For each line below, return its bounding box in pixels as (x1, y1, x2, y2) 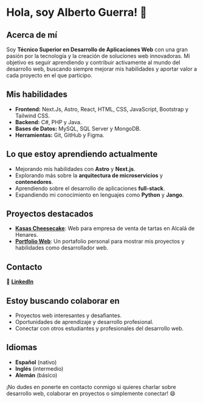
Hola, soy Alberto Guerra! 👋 (6, 5, 147, 19)
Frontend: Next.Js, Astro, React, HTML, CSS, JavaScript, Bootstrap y (15, 105, 188, 113)
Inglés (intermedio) (15, 365, 64, 372)
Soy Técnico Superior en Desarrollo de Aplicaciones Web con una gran (6, 46, 188, 53)
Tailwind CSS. (15, 112, 50, 119)
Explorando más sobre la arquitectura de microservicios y (15, 172, 163, 179)
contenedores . (15, 178, 53, 185)
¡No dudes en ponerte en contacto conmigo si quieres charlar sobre (6, 383, 176, 390)
